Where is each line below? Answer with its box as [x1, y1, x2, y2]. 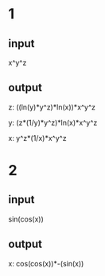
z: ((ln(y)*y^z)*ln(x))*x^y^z [8, 102, 96, 112]
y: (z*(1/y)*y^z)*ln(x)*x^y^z [8, 118, 98, 127]
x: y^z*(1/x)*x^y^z [8, 133, 67, 142]
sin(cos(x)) [8, 214, 44, 224]
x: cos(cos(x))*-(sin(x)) [8, 258, 84, 268]
